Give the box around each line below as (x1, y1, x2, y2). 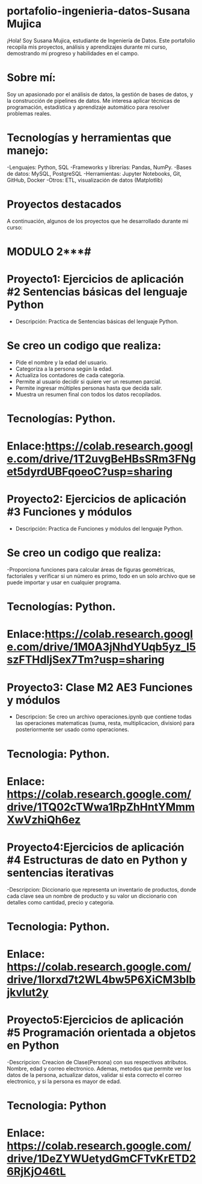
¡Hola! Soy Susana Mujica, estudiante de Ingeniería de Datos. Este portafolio (7, 37, 195, 44)
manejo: (7, 144, 49, 158)
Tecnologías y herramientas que (7, 131, 172, 145)
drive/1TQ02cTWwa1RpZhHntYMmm (7, 800, 195, 813)
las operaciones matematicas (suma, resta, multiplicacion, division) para (15, 720, 195, 727)
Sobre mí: (7, 71, 56, 85)
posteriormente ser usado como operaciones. (15, 726, 129, 733)
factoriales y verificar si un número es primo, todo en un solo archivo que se (7, 573, 196, 580)
